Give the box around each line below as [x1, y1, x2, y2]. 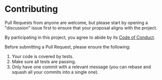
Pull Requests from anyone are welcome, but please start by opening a [4, 20, 148, 26]
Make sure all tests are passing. [11, 58, 76, 64]
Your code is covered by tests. [11, 53, 74, 59]
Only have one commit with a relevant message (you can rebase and [11, 64, 151, 70]
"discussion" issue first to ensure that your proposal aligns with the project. [4, 25, 158, 30]
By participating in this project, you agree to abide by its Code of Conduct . [4, 34, 156, 40]
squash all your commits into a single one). [11, 69, 99, 75]
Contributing [4, 3, 58, 15]
